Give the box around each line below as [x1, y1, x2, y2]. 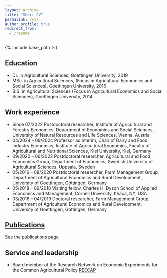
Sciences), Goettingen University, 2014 [12, 93, 93, 99]
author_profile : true [5, 21, 50, 27]
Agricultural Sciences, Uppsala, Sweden [12, 164, 95, 170]
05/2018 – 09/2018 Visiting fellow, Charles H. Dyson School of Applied [12, 185, 157, 191]
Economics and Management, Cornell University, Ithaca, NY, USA [12, 190, 147, 196]
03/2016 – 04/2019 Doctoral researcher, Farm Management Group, [12, 196, 150, 202]
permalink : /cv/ [5, 17, 39, 22]
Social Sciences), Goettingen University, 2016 [12, 83, 106, 89]
